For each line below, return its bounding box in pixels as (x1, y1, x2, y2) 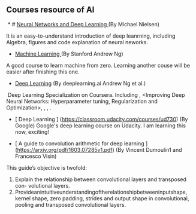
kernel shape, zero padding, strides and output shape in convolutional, (14, 194, 189, 202)
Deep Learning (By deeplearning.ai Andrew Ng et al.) (14, 80, 146, 87)
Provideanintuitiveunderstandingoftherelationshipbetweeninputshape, (14, 188, 188, 195)
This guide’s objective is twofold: (6, 164, 88, 171)
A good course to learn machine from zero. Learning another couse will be (6, 62, 191, 69)
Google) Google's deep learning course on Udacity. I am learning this (14, 122, 186, 129)
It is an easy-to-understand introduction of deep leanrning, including (6, 32, 176, 39)
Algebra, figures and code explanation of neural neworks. (6, 38, 149, 45)
